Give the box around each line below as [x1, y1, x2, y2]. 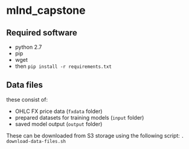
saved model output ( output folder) [14, 120, 103, 127]
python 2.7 [14, 43, 42, 50]
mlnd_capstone [6, 4, 86, 17]
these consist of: [6, 96, 48, 103]
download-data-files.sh [6, 138, 66, 144]
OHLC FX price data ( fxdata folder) [14, 108, 103, 115]
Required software [6, 28, 77, 38]
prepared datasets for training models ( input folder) [14, 114, 144, 121]
